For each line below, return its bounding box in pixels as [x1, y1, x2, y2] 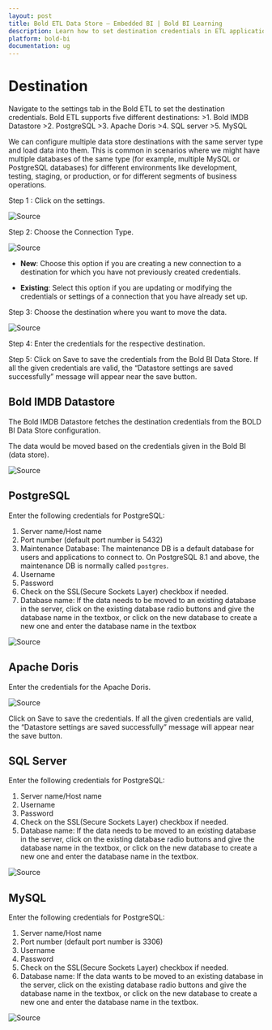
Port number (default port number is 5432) [19, 535, 164, 545]
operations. [8, 180, 47, 190]
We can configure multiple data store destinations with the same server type [8, 137, 263, 147]
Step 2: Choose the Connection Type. [8, 227, 134, 237]
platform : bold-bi [8, 34, 70, 43]
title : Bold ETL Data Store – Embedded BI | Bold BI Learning [8, 19, 223, 28]
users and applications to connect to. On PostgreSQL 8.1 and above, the [19, 552, 260, 562]
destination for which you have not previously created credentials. [19, 267, 241, 277]
